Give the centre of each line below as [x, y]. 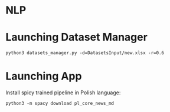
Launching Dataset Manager [77, 37]
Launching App [44, 76]
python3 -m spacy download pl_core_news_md [60, 104]
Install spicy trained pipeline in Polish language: [63, 93]
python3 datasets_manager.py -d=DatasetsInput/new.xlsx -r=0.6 [85, 53]
